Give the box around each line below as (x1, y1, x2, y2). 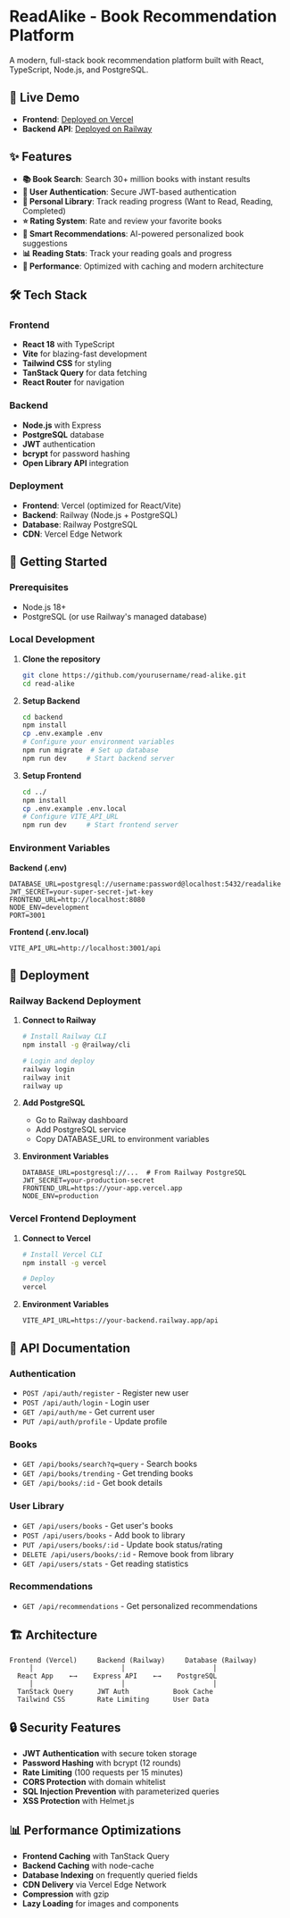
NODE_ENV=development (9, 903, 90, 912)
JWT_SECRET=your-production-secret (21, 1176, 155, 1185)
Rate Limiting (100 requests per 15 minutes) (21, 1767, 184, 1778)
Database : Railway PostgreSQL (21, 519, 138, 530)
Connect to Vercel (21, 1232, 91, 1243)
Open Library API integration (21, 457, 129, 468)
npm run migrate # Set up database (21, 746, 159, 755)
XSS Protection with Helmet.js (21, 1796, 135, 1806)
